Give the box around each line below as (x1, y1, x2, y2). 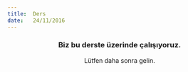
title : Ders (7, 10, 46, 18)
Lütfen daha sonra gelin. (84, 56, 155, 64)
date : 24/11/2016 (7, 17, 66, 24)
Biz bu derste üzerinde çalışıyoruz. (58, 40, 182, 50)
